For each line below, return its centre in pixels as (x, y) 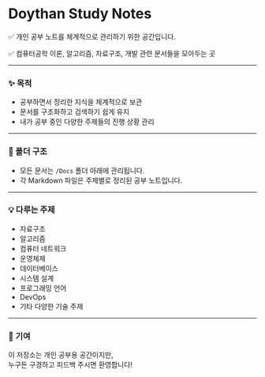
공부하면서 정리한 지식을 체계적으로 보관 (81, 102)
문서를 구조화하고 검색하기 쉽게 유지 (75, 112)
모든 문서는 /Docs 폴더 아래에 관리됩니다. (82, 170)
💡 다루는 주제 (32, 210)
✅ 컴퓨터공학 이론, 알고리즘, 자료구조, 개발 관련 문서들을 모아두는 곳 (112, 53)
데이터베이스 (39, 268)
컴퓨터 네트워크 (43, 248)
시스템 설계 (37, 278)
